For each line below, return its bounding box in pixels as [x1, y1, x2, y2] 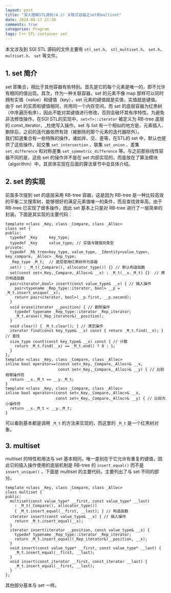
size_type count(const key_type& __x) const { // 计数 [10, 339, 128, 344]
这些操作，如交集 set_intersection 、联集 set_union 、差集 [14, 141, 140, 147]
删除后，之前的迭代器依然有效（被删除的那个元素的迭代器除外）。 [5, 128, 142, 135]
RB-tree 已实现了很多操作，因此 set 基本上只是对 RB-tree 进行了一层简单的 [5, 205, 163, 211]
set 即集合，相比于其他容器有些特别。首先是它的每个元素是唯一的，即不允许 [5, 83, 166, 90]
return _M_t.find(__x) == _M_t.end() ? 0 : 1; [14, 343, 116, 348]
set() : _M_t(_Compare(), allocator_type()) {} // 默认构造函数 [10, 265, 145, 270]
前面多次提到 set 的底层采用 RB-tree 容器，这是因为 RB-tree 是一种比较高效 [5, 192, 164, 198]
